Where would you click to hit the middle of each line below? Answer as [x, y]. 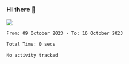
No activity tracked [32, 56]
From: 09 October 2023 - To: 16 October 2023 [64, 34]
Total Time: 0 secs [31, 45]
